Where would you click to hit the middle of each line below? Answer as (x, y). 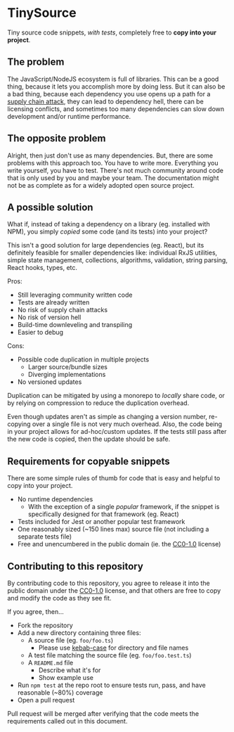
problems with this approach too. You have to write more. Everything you (113, 162)
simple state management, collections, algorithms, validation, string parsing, (118, 260)
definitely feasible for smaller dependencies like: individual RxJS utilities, (112, 253)
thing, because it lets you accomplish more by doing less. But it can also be (116, 86)
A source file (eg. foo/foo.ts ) (71, 640)
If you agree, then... (36, 612)
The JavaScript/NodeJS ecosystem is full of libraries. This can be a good (113, 79)
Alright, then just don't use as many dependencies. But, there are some (110, 155)
